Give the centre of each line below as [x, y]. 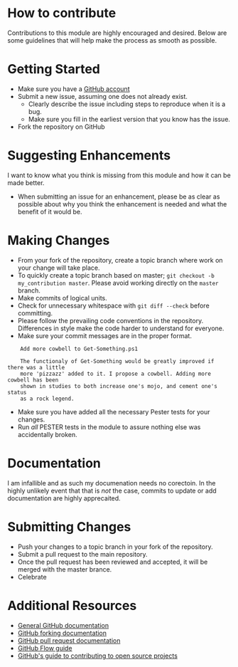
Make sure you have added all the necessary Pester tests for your [114, 411]
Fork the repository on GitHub [61, 127]
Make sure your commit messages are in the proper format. [104, 335]
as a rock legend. [47, 399]
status [17, 392]
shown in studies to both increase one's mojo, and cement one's [119, 386]
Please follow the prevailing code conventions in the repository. [110, 320]
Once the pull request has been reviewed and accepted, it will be [113, 562]
